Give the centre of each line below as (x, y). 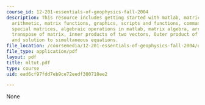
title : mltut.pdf (28, 63)
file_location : (26, 46)
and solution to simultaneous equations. (65, 40)
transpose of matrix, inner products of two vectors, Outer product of (105, 35)
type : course (23, 68)
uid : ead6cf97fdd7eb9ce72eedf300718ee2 (57, 74)
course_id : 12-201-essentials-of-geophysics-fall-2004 (77, 12)
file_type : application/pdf (42, 52)
